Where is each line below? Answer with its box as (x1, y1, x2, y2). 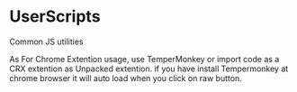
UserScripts (9, 6, 101, 27)
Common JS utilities (9, 36, 84, 47)
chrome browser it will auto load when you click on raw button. (9, 72, 243, 83)
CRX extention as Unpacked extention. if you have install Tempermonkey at (9, 63, 289, 74)
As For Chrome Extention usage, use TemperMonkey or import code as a (9, 53, 280, 64)
